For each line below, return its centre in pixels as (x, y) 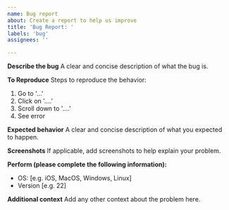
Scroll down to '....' (44, 109)
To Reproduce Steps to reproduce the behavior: (77, 80)
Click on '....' (35, 101)
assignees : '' (28, 40)
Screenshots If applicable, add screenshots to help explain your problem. (114, 151)
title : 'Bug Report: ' (41, 27)
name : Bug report (33, 14)
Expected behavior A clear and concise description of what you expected (115, 130)
